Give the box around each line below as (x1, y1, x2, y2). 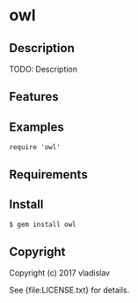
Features (9, 89, 59, 104)
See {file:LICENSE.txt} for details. (9, 284, 130, 296)
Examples (9, 119, 64, 134)
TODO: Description (9, 64, 77, 74)
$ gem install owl (9, 220, 76, 230)
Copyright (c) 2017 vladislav (9, 268, 111, 278)
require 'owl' (9, 143, 62, 152)
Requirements (9, 167, 88, 182)
